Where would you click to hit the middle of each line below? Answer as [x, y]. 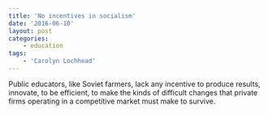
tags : [17, 53]
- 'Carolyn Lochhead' [59, 61]
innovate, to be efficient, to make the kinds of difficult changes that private [133, 92]
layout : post [30, 31]
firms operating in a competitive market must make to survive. [112, 101]
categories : [28, 38]
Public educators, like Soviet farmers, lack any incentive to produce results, [135, 84]
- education [43, 46]
